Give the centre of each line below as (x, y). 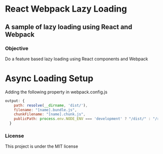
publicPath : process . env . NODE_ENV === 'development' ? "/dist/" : (82, 119)
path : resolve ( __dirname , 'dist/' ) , (51, 105)
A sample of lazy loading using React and (69, 27)
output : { (15, 101)
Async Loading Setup (49, 78)
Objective (17, 48)
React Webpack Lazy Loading (66, 9)
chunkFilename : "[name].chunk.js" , (50, 114)
